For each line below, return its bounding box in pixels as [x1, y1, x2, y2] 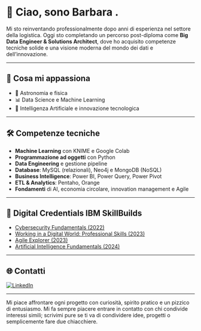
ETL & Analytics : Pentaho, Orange [14, 179, 100, 186]
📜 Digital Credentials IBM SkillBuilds [6, 208, 142, 218]
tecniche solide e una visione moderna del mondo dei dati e [6, 44, 154, 51]
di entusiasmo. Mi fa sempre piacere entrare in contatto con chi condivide [6, 305, 188, 312]
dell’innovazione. [6, 50, 48, 57]
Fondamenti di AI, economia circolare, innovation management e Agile [14, 185, 189, 192]
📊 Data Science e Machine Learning [14, 96, 105, 103]
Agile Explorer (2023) [14, 237, 68, 244]
